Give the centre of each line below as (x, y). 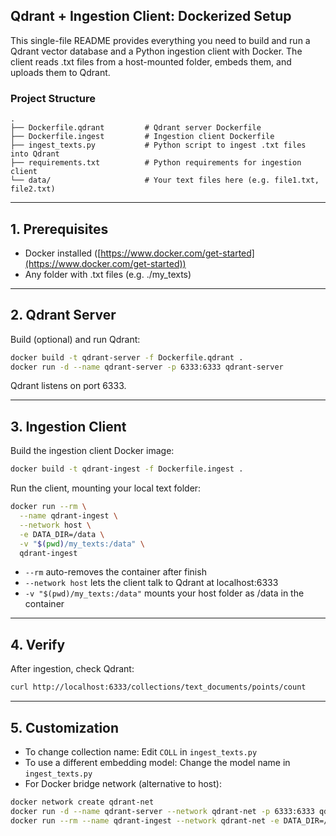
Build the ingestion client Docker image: (92, 451)
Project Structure (53, 98)
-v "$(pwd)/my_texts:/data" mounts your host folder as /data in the (164, 593)
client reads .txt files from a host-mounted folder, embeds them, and (151, 61)
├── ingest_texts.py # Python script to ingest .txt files (158, 145)
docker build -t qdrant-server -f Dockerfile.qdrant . (127, 357)
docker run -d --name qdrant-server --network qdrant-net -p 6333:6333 (162, 811)
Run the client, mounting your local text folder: (106, 488)
